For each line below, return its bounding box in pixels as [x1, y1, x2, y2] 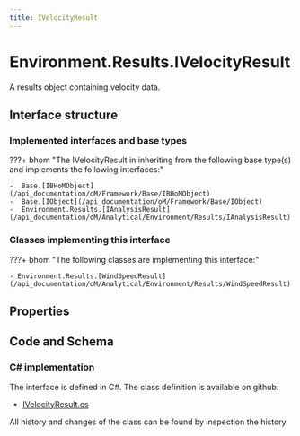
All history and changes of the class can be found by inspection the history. [9, 416, 289, 427]
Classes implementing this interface [9, 234, 171, 247]
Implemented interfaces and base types [9, 134, 187, 146]
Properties [9, 303, 70, 318]
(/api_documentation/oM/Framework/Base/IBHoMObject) [9, 189, 211, 198]
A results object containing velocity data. [9, 82, 161, 92]
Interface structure [9, 107, 119, 122]
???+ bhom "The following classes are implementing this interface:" [9, 254, 260, 265]
